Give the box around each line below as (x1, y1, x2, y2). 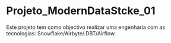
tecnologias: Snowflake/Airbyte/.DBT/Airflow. (6, 29, 116, 37)
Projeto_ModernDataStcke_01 (6, 4, 156, 18)
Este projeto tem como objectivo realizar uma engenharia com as (6, 24, 166, 31)
